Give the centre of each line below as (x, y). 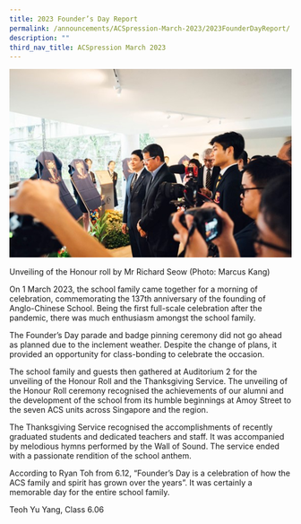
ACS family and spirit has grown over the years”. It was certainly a (131, 483)
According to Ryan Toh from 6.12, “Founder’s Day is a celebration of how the (150, 473)
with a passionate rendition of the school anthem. (100, 456)
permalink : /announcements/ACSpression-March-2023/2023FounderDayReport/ (150, 28)
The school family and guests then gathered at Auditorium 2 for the (133, 371)
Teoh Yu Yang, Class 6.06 (57, 510)
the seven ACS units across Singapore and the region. (109, 410)
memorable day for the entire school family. (90, 493)
